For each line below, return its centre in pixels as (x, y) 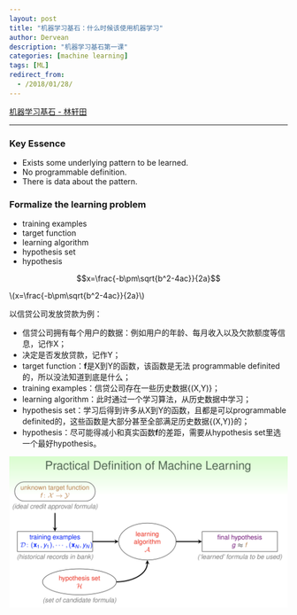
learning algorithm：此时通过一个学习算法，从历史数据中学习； (137, 400)
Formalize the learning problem (78, 204)
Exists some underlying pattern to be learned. (105, 163)
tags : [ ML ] (29, 66)
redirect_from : (37, 75)
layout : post (33, 19)
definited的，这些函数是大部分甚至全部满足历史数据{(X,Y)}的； (136, 422)
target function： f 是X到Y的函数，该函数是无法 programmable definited (151, 366)
